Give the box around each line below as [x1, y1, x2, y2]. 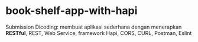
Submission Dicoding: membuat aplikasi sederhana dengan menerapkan [5, 23, 182, 30]
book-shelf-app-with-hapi [5, 4, 138, 17]
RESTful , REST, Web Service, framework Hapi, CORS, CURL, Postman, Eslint [5, 29, 192, 36]
